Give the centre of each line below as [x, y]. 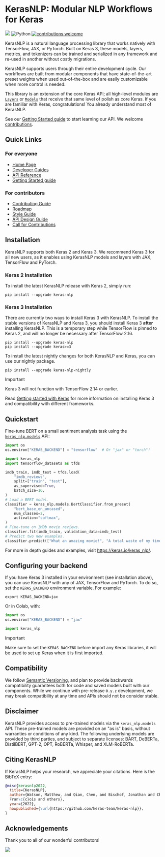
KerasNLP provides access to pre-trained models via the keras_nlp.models [81, 723]
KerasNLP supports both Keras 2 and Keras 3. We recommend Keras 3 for [80, 252]
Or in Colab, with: [23, 606]
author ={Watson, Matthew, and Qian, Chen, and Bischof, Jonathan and [82, 795]
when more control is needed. [35, 84]
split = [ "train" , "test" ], [41, 481]
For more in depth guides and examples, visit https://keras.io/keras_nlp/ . [78, 550]
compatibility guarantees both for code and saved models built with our [77, 685]
